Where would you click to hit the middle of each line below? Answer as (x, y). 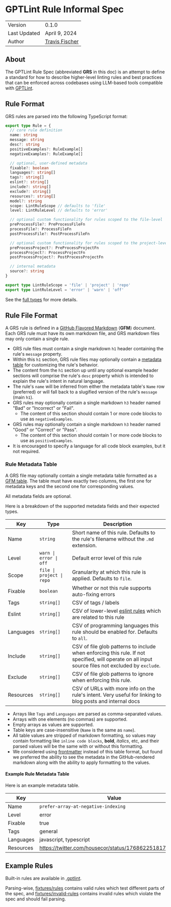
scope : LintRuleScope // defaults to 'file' (58, 206)
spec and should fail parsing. (36, 899)
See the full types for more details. (41, 299)
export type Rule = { (28, 126)
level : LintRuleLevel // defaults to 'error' (59, 210)
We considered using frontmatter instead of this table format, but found (88, 751)
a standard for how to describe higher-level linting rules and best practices (83, 77)
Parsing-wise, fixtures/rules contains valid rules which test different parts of (85, 888)
